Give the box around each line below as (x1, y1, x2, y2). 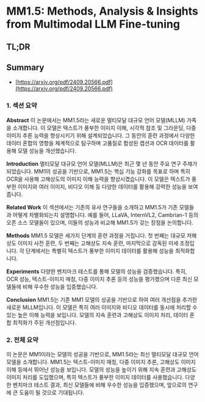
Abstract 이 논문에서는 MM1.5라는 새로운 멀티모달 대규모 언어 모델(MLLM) (6, 116, 185, 123)
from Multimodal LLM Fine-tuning (6, 17, 180, 31)
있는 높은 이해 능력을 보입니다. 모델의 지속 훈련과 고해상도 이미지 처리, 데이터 (6, 311, 189, 318)
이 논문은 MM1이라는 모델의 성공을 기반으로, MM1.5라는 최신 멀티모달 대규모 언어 (6, 350, 199, 358)
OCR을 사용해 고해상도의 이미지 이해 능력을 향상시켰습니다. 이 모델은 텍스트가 (6, 175, 190, 183)
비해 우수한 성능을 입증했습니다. (22, 283, 98, 290)
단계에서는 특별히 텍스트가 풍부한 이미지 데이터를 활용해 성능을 (25, 247, 174, 254)
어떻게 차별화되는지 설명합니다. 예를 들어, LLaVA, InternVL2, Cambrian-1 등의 (12, 211, 199, 218)
